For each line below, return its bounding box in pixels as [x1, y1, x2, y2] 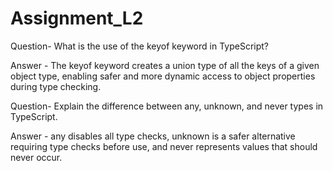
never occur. [10, 151, 63, 163]
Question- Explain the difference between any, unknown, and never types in [10, 100, 324, 112]
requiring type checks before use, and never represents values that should [10, 140, 318, 152]
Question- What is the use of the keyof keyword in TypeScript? [10, 40, 270, 52]
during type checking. [10, 80, 102, 92]
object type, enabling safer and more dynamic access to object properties [10, 70, 316, 82]
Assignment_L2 [10, 7, 144, 30]
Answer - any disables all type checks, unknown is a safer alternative [10, 130, 296, 142]
